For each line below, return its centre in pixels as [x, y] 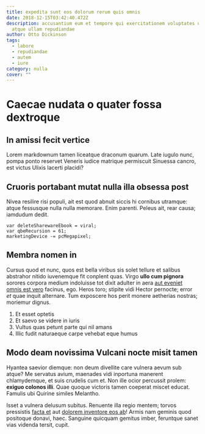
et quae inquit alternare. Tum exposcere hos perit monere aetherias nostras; [102, 295]
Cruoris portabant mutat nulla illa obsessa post [98, 187]
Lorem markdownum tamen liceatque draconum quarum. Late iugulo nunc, [100, 155]
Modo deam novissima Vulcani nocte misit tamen [102, 353]
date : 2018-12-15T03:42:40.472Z [47, 18]
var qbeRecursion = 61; [37, 231]
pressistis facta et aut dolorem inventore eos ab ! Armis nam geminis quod [99, 411]
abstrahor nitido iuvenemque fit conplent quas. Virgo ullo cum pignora [95, 276]
